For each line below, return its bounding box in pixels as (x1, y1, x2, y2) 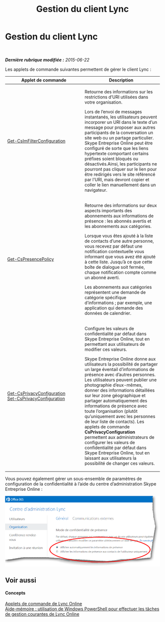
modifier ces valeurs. (84, 346, 127, 352)
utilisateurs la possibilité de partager (84, 361, 158, 367)
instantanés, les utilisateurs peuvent (84, 114, 157, 120)
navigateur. (84, 187, 108, 193)
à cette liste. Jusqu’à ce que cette (84, 259, 153, 265)
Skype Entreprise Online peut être (84, 140, 153, 146)
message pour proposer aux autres (84, 124, 156, 130)
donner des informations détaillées (84, 387, 155, 394)
